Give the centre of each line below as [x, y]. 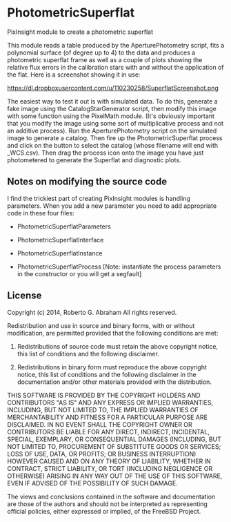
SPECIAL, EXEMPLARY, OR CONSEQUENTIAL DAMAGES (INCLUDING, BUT [114, 439]
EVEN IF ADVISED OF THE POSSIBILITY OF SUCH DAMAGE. [92, 483]
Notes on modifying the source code [87, 182]
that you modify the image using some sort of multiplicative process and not [115, 123]
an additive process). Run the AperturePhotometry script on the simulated [112, 130]
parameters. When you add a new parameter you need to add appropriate [112, 206]
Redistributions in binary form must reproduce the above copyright [112, 367]
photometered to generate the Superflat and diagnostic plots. [94, 159]
